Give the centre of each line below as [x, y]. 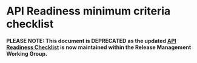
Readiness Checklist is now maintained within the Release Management [99, 47]
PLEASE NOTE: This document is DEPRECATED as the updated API [92, 41]
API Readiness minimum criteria [88, 11]
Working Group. [27, 53]
